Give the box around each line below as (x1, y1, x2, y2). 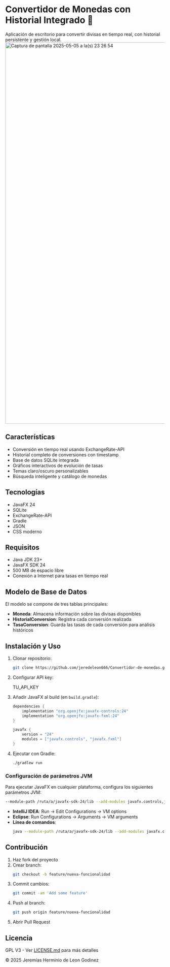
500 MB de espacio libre (12, 568, 64, 574)
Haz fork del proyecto (12, 856, 58, 862)
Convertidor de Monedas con (5, 4, 131, 15)
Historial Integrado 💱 (5, 14, 94, 26)
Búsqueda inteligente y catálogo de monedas (12, 473, 107, 479)
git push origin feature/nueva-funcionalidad (12, 910, 110, 915)
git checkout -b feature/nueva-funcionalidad (12, 871, 110, 877)
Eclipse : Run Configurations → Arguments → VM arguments (12, 814, 138, 820)
